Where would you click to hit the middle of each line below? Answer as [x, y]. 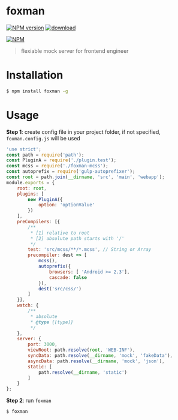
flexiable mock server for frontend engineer [75, 51]
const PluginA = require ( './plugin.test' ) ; [61, 160]
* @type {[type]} [52, 322]
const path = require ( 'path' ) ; [45, 155]
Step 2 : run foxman [29, 401]
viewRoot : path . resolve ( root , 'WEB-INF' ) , [82, 350]
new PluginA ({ [45, 199]
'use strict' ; [24, 149]
